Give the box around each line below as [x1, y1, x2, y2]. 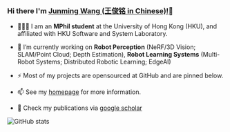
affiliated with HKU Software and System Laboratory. [17, 30, 168, 38]
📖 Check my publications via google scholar [17, 104, 143, 112]
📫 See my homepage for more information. [17, 88, 142, 96]
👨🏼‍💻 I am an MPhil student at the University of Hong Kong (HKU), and [17, 22, 218, 30]
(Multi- [200, 50, 220, 59]
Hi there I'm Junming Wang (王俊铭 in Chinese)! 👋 [7, 6, 174, 15]
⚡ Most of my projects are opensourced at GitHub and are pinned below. [17, 71, 224, 80]
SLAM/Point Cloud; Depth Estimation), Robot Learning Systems [17, 50, 200, 59]
